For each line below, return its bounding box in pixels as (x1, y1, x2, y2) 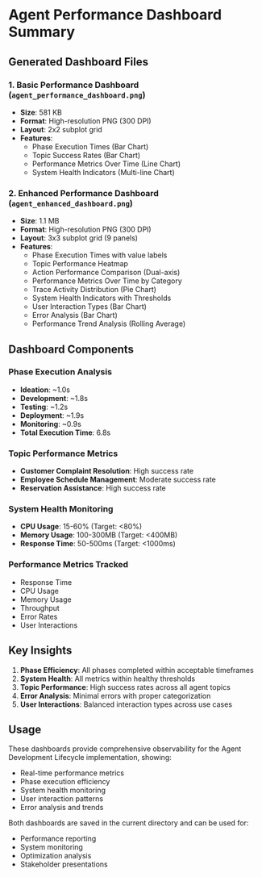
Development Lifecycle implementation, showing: (8, 753, 172, 762)
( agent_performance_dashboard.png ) (8, 89, 146, 100)
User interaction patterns (19, 794, 103, 804)
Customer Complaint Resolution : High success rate (19, 466, 194, 476)
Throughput (19, 603, 60, 612)
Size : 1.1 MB (19, 216, 60, 226)
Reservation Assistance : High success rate (19, 483, 167, 493)
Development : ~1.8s (19, 393, 89, 403)
